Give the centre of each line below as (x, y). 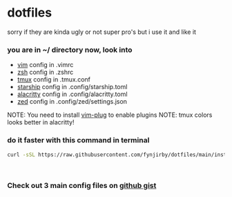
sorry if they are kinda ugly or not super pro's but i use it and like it (102, 32)
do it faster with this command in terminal (78, 140)
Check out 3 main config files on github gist (82, 186)
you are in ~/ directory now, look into (70, 50)
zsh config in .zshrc (45, 72)
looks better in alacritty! (41, 122)
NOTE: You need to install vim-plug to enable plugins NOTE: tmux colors (110, 115)
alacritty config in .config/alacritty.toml (72, 94)
